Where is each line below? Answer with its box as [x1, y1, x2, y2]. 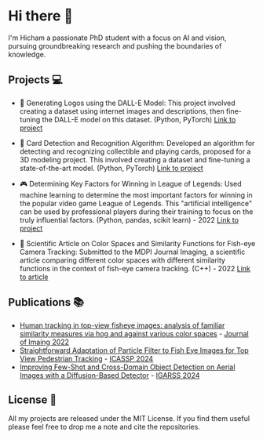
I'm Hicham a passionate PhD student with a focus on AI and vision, [8, 33, 227, 42]
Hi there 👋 [8, 7, 73, 25]
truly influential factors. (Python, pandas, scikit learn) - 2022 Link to [19, 215, 239, 224]
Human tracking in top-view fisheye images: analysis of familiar [19, 321, 225, 330]
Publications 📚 [8, 296, 85, 309]
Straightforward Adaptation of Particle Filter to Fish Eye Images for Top [19, 345, 249, 355]
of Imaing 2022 [19, 337, 69, 346]
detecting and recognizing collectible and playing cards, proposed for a [19, 147, 251, 156]
